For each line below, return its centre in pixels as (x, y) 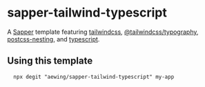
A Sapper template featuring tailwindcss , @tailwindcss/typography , (103, 32)
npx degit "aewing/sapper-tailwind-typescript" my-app (94, 77)
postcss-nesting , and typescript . (53, 39)
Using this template (50, 61)
